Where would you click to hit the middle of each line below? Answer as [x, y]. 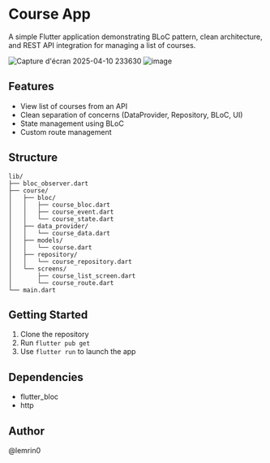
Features [31, 87]
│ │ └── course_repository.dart [70, 262]
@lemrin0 [25, 450]
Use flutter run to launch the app [78, 352]
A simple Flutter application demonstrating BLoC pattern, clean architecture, [136, 37]
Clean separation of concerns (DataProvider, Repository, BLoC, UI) [131, 115]
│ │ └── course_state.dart [61, 219]
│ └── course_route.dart [61, 283]
